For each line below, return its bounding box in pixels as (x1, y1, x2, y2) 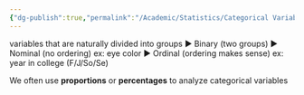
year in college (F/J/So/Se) (9, 57, 109, 68)
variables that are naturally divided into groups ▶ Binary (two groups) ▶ (9, 38, 279, 49)
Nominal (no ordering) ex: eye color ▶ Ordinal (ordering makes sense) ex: (9, 47, 284, 59)
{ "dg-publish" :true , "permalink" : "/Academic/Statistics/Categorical (9, 13, 270, 23)
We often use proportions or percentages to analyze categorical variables (9, 74, 289, 86)
